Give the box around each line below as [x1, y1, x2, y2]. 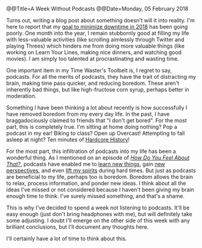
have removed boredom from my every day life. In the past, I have [6, 111, 170, 117]
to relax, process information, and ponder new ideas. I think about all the [6, 180, 186, 187]
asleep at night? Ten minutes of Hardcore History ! [6, 136, 130, 143]
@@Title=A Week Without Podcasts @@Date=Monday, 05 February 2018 [6, 5, 189, 12]
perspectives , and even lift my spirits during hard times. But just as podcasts [6, 167, 196, 174]
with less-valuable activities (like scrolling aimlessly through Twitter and [6, 36, 185, 43]
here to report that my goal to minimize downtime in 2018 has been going [6, 23, 188, 30]
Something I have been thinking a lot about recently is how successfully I [6, 104, 188, 111]
